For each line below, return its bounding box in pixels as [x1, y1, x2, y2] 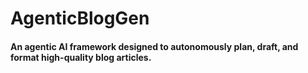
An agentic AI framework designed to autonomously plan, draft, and [10, 40, 299, 52]
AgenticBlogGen [10, 7, 150, 30]
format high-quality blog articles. [10, 51, 152, 63]
